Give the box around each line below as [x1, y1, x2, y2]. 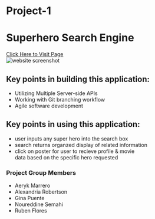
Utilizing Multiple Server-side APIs [14, 90, 98, 97]
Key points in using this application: [6, 119, 140, 129]
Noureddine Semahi [14, 201, 64, 208]
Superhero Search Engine [6, 31, 134, 45]
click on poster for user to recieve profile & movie [14, 148, 135, 155]
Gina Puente [14, 195, 45, 202]
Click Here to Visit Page [6, 51, 64, 58]
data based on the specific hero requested [14, 153, 118, 161]
